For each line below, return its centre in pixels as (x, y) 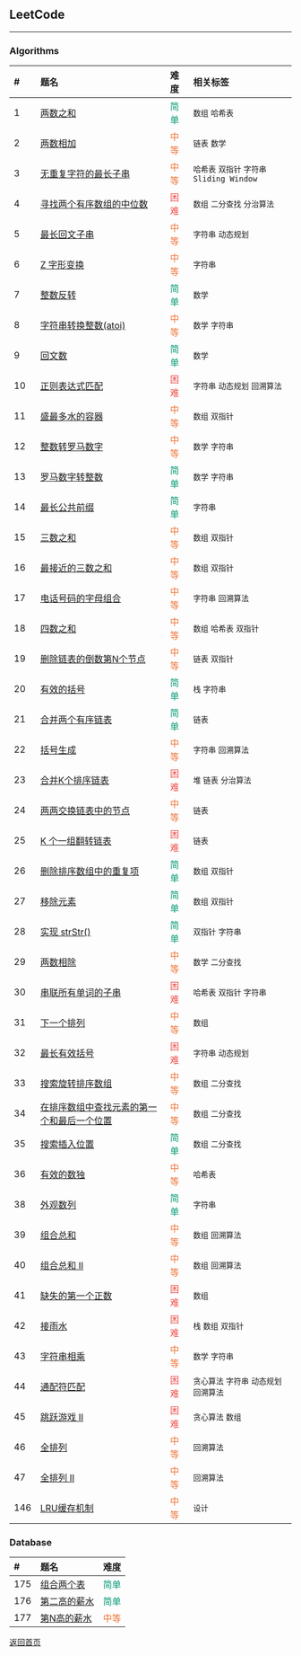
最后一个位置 (85, 1120)
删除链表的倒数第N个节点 (93, 660)
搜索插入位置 (67, 1145)
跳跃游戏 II (62, 1417)
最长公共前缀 (67, 508)
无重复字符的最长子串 (85, 174)
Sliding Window (225, 179)
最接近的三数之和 (76, 568)
